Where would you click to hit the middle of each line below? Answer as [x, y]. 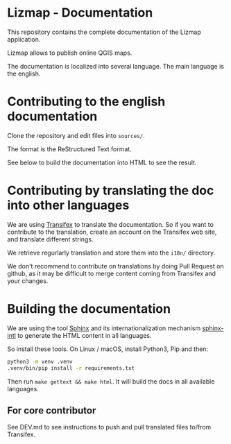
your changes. [28, 281]
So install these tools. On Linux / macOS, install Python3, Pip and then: [108, 349]
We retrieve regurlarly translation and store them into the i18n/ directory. [111, 253]
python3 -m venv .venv [40, 361]
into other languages [68, 205]
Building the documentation [89, 309]
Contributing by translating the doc [111, 190]
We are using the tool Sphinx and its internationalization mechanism [104, 328]
